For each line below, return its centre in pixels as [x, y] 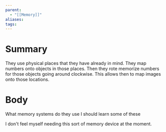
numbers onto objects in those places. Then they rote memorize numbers [82, 69]
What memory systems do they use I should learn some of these [73, 114]
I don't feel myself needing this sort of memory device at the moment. [78, 124]
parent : [13, 10]
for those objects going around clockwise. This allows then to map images [83, 74]
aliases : [15, 19]
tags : [11, 24]
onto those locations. [27, 80]
